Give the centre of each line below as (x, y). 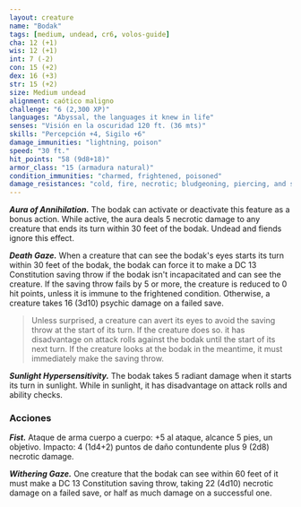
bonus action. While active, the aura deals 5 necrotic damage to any (135, 219)
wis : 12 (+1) (34, 51)
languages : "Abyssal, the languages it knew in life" (112, 117)
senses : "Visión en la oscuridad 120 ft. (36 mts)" (107, 126)
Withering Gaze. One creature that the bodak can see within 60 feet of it (144, 474)
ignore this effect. (42, 238)
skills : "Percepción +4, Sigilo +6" (77, 134)
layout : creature (42, 17)
